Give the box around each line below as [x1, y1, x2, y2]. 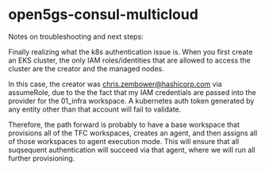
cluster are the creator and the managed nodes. [8, 63, 165, 73]
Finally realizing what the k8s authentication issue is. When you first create [8, 47, 253, 56]
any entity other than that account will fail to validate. [8, 104, 182, 114]
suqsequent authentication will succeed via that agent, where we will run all [8, 145, 255, 154]
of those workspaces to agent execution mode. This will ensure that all [8, 136, 240, 146]
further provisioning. [8, 153, 75, 163]
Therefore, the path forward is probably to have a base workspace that [8, 120, 240, 129]
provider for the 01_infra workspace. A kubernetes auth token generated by [8, 96, 255, 105]
